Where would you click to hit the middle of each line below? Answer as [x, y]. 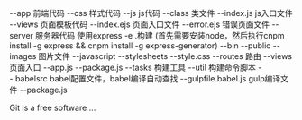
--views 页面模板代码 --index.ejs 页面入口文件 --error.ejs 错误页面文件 [140, 24]
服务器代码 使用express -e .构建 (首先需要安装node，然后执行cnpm [160, 35]
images [23, 56]
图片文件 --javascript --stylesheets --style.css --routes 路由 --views [165, 56]
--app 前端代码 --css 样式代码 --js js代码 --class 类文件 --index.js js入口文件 [151, 13]
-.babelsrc [28, 78]
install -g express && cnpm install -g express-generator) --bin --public [140, 46]
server [22, 35]
